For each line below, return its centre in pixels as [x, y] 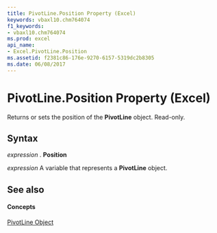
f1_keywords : [26, 26]
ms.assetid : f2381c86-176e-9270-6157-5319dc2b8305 [81, 58]
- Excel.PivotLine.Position [47, 52]
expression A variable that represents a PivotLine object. [87, 168]
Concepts [21, 207]
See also [26, 190]
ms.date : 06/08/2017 [37, 64]
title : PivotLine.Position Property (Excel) [72, 13]
